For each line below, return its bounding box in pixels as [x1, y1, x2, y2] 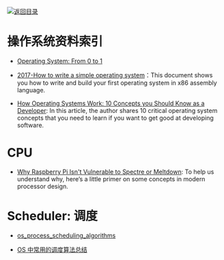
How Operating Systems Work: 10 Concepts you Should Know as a [16, 99, 205, 107]
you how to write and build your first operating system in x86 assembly [16, 79, 217, 87]
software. [16, 120, 44, 129]
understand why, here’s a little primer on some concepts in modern [16, 174, 206, 183]
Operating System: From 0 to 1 [16, 57, 102, 65]
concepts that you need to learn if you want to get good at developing [16, 114, 214, 122]
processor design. [16, 182, 68, 190]
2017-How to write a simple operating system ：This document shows [16, 70, 213, 79]
